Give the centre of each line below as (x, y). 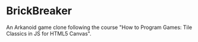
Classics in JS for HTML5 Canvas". (49, 33)
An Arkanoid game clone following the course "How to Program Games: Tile (99, 27)
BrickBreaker (39, 11)
